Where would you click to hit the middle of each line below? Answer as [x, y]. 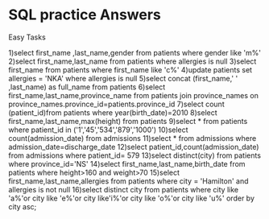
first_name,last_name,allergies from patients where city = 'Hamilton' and [128, 181]
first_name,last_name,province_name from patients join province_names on [134, 95]
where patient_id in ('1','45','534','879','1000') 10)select [98, 130]
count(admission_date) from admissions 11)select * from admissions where [132, 138]
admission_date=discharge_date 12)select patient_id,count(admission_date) [134, 147]
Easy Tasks [27, 37]
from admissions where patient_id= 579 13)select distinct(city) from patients [135, 155]
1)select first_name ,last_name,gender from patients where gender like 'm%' [135, 52]
